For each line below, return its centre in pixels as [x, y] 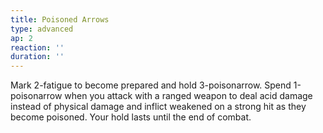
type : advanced [42, 29]
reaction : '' [37, 47]
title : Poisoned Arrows [60, 19]
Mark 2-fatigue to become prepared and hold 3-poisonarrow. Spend [151, 85]
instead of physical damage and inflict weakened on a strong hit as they [158, 107]
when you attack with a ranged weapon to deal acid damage [188, 96]
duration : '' [37, 57]
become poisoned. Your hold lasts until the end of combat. [131, 117]
